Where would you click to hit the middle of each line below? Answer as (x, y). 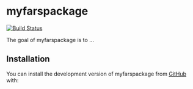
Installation (28, 59)
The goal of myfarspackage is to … (50, 40)
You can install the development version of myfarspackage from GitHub (96, 74)
